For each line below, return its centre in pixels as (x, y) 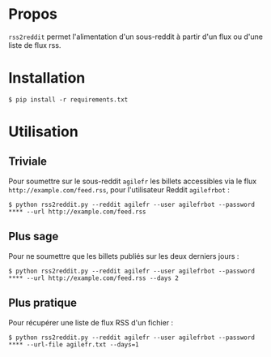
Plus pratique (43, 303)
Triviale (28, 162)
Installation (47, 78)
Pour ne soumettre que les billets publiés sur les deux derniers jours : (124, 256)
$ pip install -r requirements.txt (68, 99)
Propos (33, 14)
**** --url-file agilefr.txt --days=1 (74, 344)
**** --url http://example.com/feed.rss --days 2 (94, 278)
